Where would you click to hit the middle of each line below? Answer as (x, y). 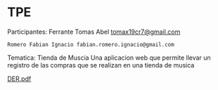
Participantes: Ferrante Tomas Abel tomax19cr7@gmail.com (94, 32)
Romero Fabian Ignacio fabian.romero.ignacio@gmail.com (91, 44)
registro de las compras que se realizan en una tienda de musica (101, 65)
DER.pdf (19, 79)
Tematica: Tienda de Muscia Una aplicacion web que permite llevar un (109, 58)
